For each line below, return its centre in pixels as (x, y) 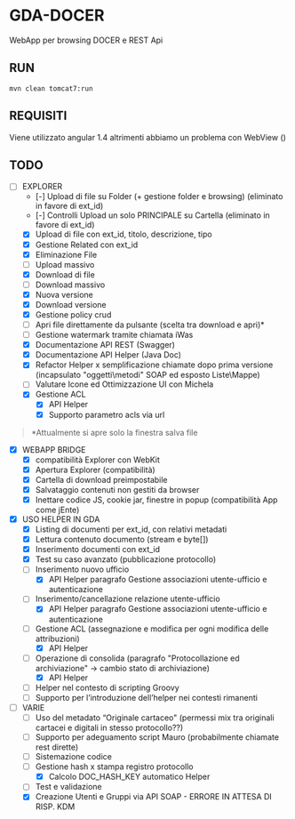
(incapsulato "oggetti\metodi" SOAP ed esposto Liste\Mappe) (147, 375)
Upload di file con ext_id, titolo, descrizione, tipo (124, 234)
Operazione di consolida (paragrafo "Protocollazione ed (137, 658)
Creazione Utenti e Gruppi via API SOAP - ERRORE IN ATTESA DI (154, 797)
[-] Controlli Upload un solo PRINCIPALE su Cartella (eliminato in (153, 215)
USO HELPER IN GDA (61, 519)
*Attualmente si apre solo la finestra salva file (114, 432)
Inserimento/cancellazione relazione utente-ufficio (128, 599)
